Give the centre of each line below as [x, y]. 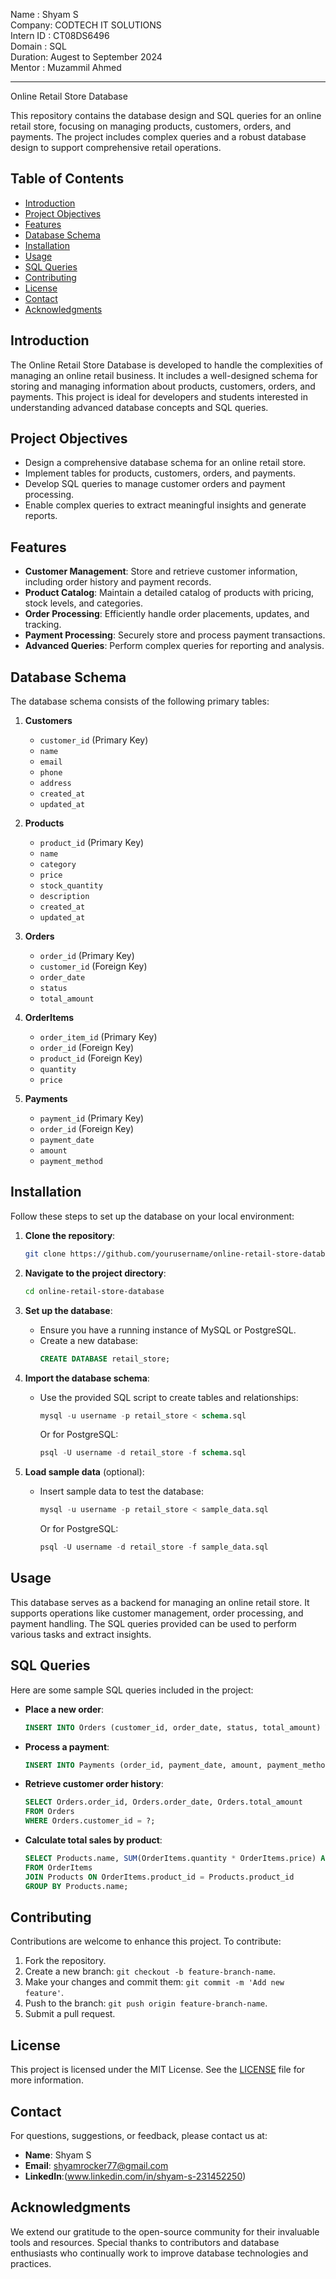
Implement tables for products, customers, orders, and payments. [160, 473]
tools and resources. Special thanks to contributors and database [145, 2242]
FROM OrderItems [58, 1867]
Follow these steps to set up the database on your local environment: [152, 1216]
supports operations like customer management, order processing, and [157, 1613]
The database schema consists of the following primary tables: [140, 701]
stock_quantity [71, 886]
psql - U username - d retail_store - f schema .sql [143, 1453]
